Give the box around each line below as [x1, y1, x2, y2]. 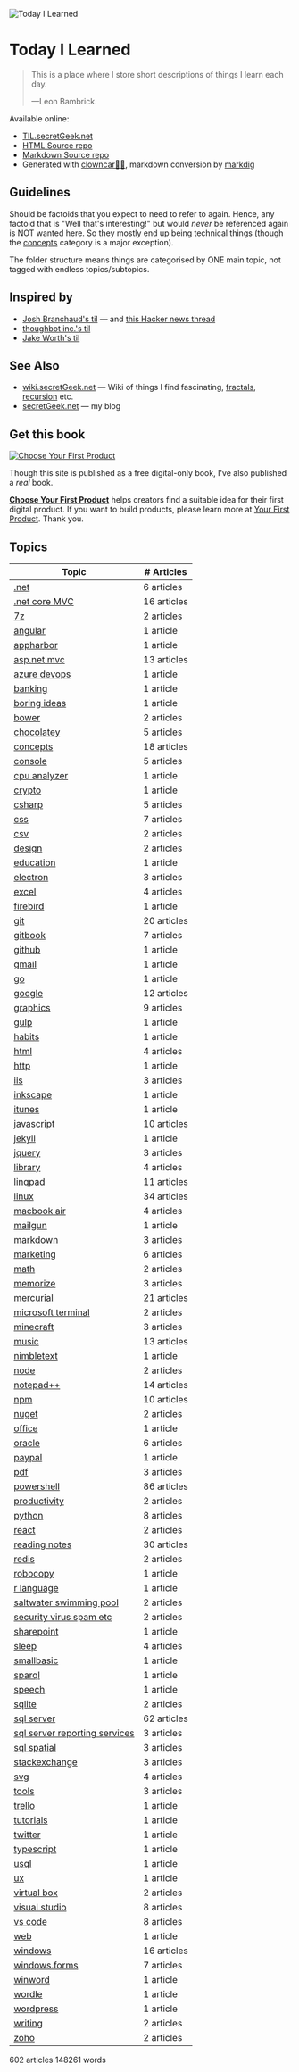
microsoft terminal [13, 1306, 91, 1319]
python [13, 1510, 44, 1521]
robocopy [13, 1568, 54, 1579]
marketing [13, 1248, 56, 1261]
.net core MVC [13, 595, 74, 607]
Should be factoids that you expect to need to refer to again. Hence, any [9, 208, 275, 219]
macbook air [13, 1205, 67, 1217]
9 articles [143, 1002, 183, 1013]
